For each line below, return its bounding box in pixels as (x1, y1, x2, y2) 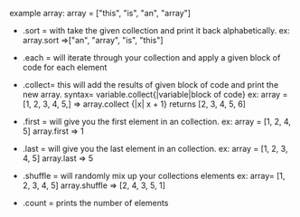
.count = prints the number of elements (22, 198, 169, 208)
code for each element (22, 62, 108, 72)
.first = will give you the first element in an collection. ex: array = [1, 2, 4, (22, 117, 292, 127)
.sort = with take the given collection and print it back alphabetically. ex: (22, 25, 291, 35)
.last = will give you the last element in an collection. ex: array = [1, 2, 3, (22, 144, 288, 154)
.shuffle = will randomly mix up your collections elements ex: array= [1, (22, 171, 286, 181)
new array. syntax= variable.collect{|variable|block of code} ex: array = (22, 90, 288, 99)
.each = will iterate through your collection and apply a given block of (22, 52, 281, 62)
